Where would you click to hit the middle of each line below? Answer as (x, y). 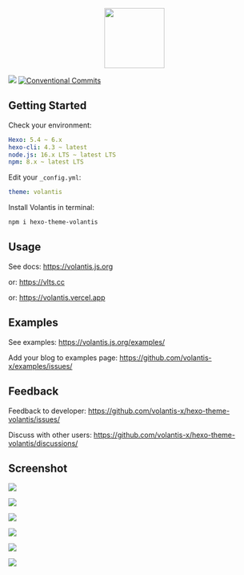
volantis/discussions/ (43, 443)
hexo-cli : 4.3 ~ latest (48, 147)
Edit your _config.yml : (45, 177)
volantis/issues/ (34, 419)
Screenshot (38, 468)
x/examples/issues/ (40, 366)
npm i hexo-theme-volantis (53, 222)
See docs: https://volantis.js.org (61, 266)
